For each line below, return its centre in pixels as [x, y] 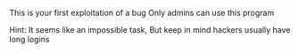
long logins [30, 39]
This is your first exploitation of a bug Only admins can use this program [142, 13]
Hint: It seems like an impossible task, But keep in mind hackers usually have [150, 30]
